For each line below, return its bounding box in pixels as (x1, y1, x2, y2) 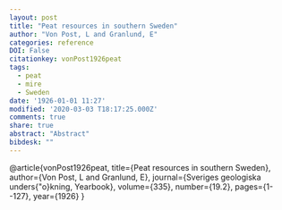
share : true (9, 122, 54, 130)
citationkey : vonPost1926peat (9, 55, 123, 63)
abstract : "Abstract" (9, 130, 90, 139)
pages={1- (235, 181, 274, 192)
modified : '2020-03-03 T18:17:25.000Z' (9, 105, 158, 113)
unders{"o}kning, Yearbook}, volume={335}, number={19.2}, (9, 181, 234, 192)
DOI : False (9, 46, 50, 55)
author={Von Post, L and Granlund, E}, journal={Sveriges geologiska (9, 172, 261, 182)
